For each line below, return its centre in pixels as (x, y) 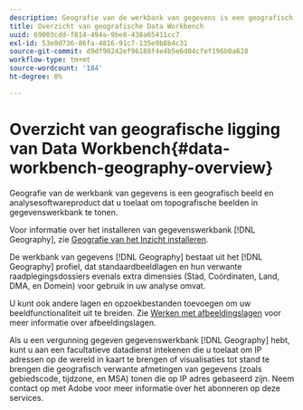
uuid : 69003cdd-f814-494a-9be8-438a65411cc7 (95, 34)
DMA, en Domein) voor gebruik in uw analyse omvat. (108, 285)
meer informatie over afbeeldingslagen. (83, 322)
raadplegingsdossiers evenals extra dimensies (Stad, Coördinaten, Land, (145, 276)
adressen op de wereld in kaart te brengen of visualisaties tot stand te (139, 359)
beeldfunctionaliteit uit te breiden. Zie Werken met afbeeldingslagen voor (146, 312)
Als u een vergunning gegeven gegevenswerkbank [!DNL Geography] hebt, (150, 339)
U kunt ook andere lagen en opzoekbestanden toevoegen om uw (130, 303)
